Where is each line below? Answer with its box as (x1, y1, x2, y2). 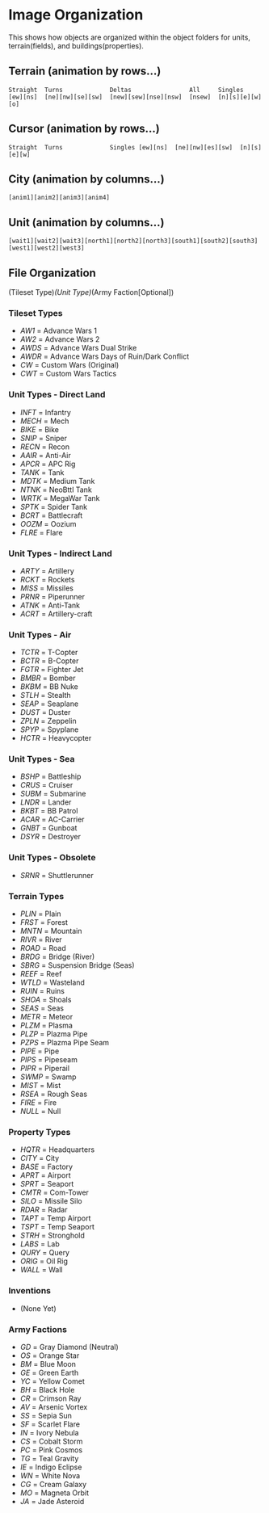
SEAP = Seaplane (19, 699, 79, 708)
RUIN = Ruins (19, 986, 65, 996)
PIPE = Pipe (19, 1046, 60, 1056)
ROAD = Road (19, 944, 66, 953)
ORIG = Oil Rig (19, 1256, 69, 1266)
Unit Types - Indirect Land (8, 548, 113, 559)
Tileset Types (8, 307, 63, 318)
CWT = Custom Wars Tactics (19, 369, 117, 379)
